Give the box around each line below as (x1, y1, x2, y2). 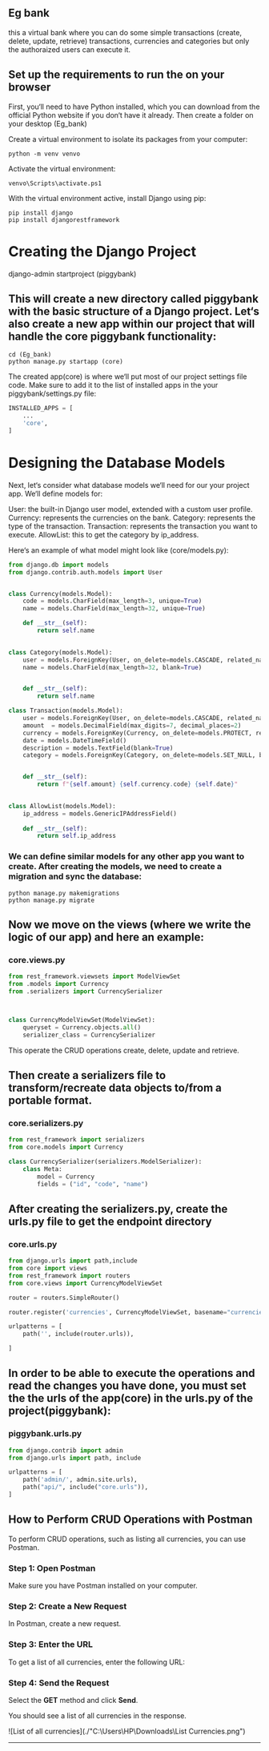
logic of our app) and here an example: (8, 931, 204, 944)
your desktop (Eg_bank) (8, 119, 88, 128)
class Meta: (22, 1165, 62, 1173)
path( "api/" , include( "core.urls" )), (22, 1483, 149, 1491)
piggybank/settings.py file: (8, 388, 97, 399)
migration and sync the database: (8, 871, 143, 882)
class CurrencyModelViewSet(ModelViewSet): (8, 1016, 156, 1024)
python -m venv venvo (8, 150, 81, 158)
